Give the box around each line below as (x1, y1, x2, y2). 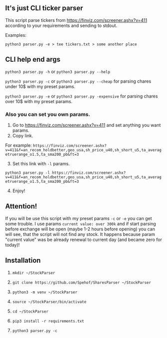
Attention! (5, 202, 37, 211)
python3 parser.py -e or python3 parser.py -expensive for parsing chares (5, 93, 158, 99)
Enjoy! (12, 188, 25, 194)
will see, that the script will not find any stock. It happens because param (5, 231, 156, 237)
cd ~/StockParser (12, 309, 49, 314)
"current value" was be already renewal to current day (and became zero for (5, 236, 162, 242)
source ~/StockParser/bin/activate (12, 299, 87, 304)
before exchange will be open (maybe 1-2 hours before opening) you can (5, 226, 156, 232)
